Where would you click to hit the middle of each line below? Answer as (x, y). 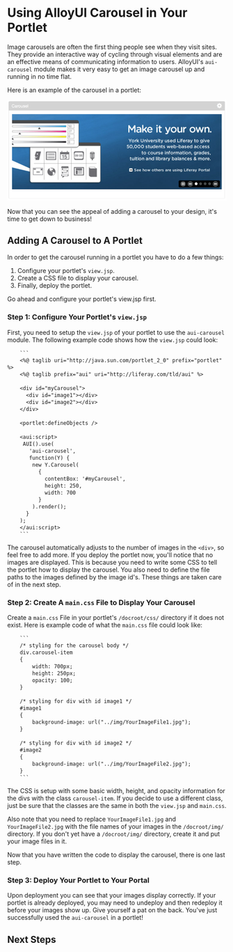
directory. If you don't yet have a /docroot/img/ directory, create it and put (114, 834)
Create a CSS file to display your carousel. (78, 278)
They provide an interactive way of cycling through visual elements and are (115, 54)
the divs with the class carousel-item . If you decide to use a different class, (115, 798)
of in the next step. (34, 584)
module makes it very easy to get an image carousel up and (119, 69)
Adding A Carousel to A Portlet (75, 241)
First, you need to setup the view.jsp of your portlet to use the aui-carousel (116, 332)
